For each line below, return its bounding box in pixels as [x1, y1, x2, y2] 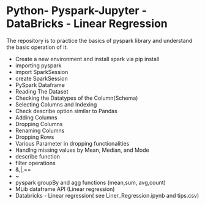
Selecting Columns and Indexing [15, 100, 97, 108]
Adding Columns [15, 114, 58, 121]
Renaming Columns [15, 127, 65, 134]
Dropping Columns [15, 120, 63, 127]
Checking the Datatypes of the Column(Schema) [15, 94, 138, 102]
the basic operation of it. [6, 43, 69, 51]
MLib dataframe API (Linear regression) [15, 185, 115, 193]
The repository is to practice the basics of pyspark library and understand [6, 37, 193, 44]
